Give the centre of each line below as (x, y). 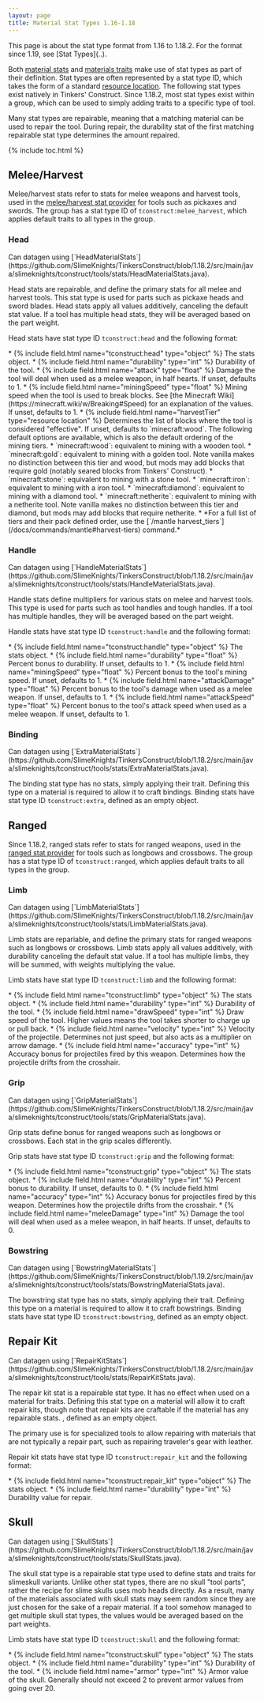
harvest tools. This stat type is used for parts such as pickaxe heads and (126, 297)
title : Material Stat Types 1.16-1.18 (72, 23)
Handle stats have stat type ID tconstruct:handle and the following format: (129, 631)
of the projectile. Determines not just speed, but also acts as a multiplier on (130, 1037)
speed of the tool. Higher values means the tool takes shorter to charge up (129, 1020)
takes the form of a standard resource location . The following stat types (125, 86)
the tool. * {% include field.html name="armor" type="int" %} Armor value (128, 1671)
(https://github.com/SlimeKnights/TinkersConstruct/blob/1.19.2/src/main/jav (131, 1276)
